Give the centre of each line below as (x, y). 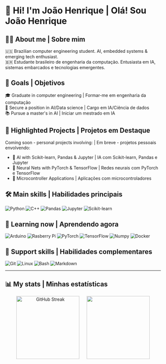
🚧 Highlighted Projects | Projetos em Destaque (78, 131)
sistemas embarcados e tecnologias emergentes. (55, 67)
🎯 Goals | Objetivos (35, 83)
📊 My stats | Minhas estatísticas (56, 284)
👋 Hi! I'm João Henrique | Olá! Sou (76, 11)
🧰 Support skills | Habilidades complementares (79, 252)
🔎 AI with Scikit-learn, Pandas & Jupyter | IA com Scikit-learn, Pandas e (85, 157)
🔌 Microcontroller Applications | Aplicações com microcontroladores (82, 178)
